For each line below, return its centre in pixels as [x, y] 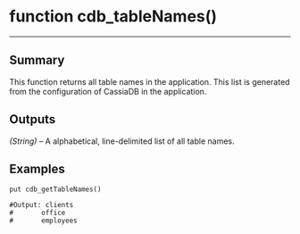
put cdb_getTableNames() [55, 189]
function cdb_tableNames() [113, 17]
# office [37, 213]
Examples [37, 168]
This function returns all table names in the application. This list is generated [150, 81]
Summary [37, 60]
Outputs [33, 119]
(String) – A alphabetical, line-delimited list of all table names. [122, 141]
